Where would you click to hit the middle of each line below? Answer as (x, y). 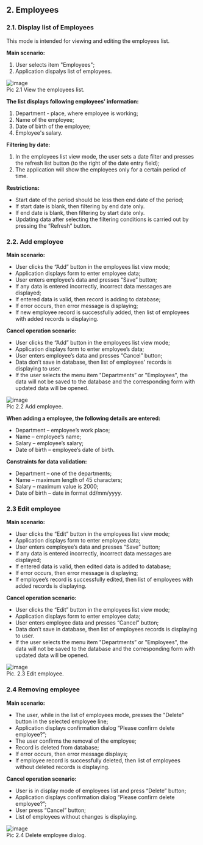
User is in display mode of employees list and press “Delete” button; (101, 791)
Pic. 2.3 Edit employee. (35, 674)
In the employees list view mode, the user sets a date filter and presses (104, 156)
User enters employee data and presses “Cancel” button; (87, 623)
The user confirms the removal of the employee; (76, 741)
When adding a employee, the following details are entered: (83, 418)
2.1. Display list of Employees (50, 28)
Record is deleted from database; (57, 747)
